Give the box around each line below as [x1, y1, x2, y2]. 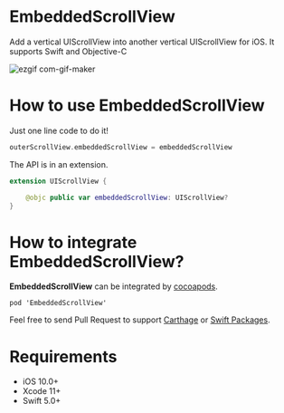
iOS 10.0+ [22, 376, 59, 387]
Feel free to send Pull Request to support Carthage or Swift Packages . [9, 314, 270, 325]
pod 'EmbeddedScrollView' [9, 299, 107, 308]
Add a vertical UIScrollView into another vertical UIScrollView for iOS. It [9, 36, 275, 47]
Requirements [9, 346, 118, 367]
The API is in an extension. [9, 158, 109, 169]
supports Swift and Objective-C [9, 45, 128, 56]
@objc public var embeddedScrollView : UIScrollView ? [25, 193, 229, 202]
